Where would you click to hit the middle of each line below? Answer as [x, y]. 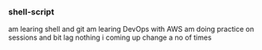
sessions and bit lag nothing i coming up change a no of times [110, 37]
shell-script [31, 12]
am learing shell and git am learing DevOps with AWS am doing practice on [131, 29]
